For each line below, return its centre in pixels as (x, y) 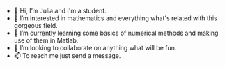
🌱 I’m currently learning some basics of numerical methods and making (116, 33)
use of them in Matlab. (46, 40)
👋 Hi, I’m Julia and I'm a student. (60, 11)
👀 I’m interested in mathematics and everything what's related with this (115, 18)
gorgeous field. (36, 25)
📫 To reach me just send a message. (67, 55)
